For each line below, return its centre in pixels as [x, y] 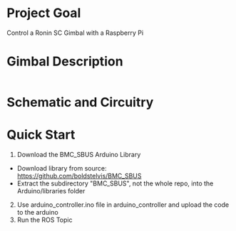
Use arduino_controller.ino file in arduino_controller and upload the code [123, 205]
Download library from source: [62, 168]
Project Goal [44, 13]
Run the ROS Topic [45, 220]
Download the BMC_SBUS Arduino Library [79, 155]
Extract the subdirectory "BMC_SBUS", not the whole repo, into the [115, 183]
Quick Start [41, 135]
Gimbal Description [65, 61]
